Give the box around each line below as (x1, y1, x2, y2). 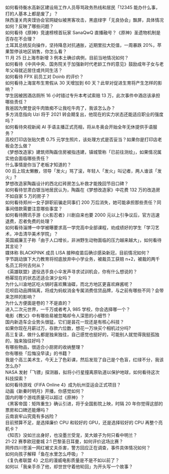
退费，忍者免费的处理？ (5, 218, 54, 224)
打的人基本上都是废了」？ (5, 11, 58, 17)
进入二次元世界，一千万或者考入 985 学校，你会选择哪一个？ (5, 306, 131, 312)
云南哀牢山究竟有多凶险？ (5, 413, 58, 419)
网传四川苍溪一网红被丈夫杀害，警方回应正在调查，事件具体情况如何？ (5, 445, 151, 450)
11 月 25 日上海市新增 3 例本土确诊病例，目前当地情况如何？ (5, 55, 129, 60)
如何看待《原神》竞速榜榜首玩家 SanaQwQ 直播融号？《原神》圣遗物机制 (5, 30, 156, 35)
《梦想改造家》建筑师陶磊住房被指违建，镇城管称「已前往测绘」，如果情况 (5, 149, 157, 155)
